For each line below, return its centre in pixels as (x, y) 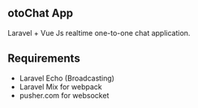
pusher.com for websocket (64, 95)
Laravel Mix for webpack (60, 86)
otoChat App (41, 13)
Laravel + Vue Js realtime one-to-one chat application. (99, 32)
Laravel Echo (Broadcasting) (67, 78)
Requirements (44, 59)
